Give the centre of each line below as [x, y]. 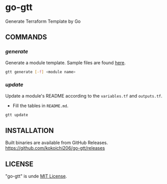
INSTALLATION [30, 131]
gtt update [17, 115]
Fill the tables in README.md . [40, 106]
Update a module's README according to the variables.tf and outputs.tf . [84, 96]
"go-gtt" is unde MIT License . [36, 176]
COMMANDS [26, 37]
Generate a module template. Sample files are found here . [66, 63]
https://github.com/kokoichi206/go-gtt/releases [55, 148]
